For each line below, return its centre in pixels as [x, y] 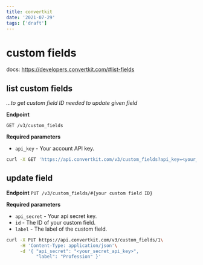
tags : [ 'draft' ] [27, 23]
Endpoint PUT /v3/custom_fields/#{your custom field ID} [79, 193]
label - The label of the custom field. [61, 229]
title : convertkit [29, 12]
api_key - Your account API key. [55, 149]
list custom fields [39, 88]
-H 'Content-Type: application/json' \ [69, 245]
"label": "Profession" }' [69, 257]
